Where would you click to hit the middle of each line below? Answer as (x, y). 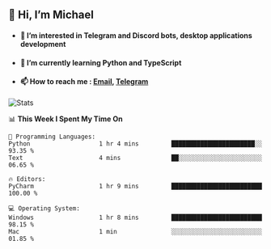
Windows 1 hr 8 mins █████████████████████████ (135, 217)
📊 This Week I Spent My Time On (66, 119)
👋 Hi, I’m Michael (51, 15)
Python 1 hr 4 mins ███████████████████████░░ (135, 143)
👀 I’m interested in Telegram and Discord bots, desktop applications (136, 35)
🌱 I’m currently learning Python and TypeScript (101, 62)
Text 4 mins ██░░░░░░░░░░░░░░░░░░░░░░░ (135, 158)
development (43, 44)
